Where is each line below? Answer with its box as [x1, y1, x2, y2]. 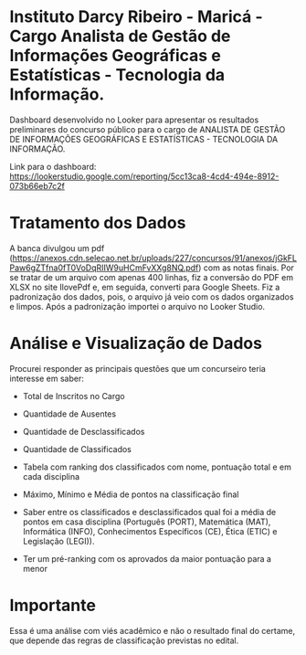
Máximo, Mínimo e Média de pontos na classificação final [22, 489, 239, 500]
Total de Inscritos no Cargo [22, 390, 125, 401]
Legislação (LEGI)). [22, 535, 95, 546]
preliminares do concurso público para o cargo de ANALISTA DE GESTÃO [9, 123, 286, 134]
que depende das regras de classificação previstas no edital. [9, 635, 239, 646]
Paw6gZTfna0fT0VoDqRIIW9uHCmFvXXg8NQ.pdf [9, 262, 199, 273]
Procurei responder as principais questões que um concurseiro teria [9, 363, 267, 374]
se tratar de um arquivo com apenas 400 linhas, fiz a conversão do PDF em [9, 271, 294, 282]
